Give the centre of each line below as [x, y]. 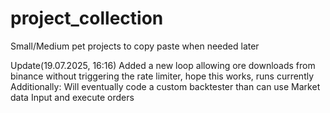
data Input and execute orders [72, 97]
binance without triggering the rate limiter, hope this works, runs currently [162, 76]
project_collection [87, 18]
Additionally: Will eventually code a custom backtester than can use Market [165, 86]
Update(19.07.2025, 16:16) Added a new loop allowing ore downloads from [163, 65]
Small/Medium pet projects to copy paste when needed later [135, 46]
